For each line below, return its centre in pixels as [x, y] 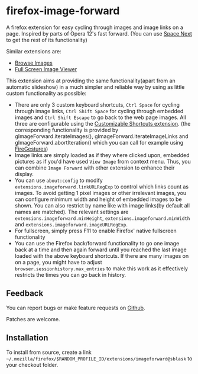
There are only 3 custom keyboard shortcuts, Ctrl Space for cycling [97, 104]
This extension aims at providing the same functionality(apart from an [91, 81]
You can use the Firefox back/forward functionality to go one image [97, 243]
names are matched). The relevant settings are [72, 212]
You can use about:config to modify [59, 180]
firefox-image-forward [63, 11]
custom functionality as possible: [46, 93]
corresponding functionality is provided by [66, 130]
